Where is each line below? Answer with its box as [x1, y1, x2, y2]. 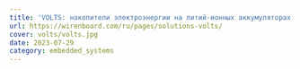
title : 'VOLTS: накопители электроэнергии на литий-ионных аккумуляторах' [9, 13, 296, 22]
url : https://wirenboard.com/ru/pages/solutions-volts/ [9, 22, 223, 30]
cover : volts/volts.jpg [9, 30, 99, 39]
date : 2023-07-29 [9, 38, 75, 47]
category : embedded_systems [9, 47, 115, 56]
